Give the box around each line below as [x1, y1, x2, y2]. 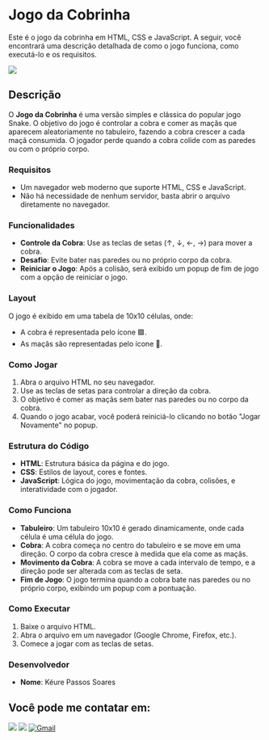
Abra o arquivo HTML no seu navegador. [19, 377, 156, 387]
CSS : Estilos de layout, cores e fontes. [19, 467, 148, 477]
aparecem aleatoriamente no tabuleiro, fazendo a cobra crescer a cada [8, 127, 246, 137]
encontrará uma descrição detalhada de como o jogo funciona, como [8, 40, 239, 50]
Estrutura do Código [8, 440, 90, 452]
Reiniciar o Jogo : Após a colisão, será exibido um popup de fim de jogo [19, 264, 259, 274]
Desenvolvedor [8, 658, 70, 670]
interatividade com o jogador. [19, 485, 119, 494]
